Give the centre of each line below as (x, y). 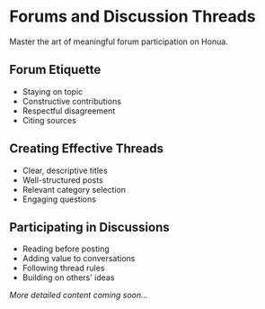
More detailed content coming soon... (79, 295)
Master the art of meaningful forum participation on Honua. (119, 41)
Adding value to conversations (79, 259)
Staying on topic (53, 91)
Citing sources (49, 120)
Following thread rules (63, 268)
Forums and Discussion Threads (132, 17)
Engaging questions (59, 199)
